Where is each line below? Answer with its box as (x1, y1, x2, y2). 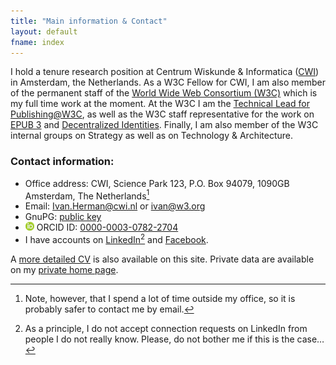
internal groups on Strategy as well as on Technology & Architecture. (10, 130, 294, 142)
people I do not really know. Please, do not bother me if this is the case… (24, 333, 325, 345)
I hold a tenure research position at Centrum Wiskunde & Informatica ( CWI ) (10, 66, 320, 78)
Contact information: (10, 155, 115, 169)
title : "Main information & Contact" (10, 16, 168, 26)
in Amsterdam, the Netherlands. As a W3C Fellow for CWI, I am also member (10, 76, 326, 89)
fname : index (10, 37, 65, 47)
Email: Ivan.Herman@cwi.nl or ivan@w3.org (24, 200, 206, 212)
